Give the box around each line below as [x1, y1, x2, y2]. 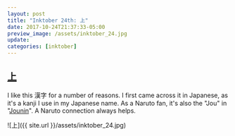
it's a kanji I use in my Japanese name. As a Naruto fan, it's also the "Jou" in [7, 99, 227, 107]
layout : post [7, 10, 46, 18]
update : [7, 37, 30, 44]
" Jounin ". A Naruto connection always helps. [7, 106, 136, 115]
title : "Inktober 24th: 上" [7, 17, 89, 24]
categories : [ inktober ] [7, 43, 77, 50]
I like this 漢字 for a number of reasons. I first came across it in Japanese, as [7, 91, 229, 99]
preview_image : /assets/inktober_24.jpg [7, 30, 128, 37]
